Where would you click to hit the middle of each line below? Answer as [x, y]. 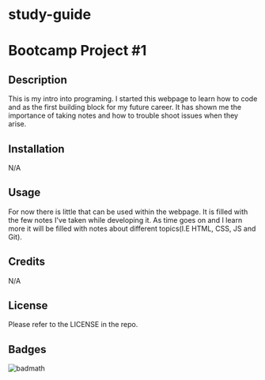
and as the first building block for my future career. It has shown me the [125, 107]
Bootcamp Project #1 [78, 51]
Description [38, 79]
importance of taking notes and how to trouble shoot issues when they [123, 115]
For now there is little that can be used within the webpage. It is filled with [128, 212]
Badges [27, 349]
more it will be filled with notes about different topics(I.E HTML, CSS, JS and [132, 228]
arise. [17, 124]
